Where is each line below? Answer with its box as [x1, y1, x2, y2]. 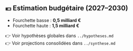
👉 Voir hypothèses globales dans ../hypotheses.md [5, 32, 114, 38]
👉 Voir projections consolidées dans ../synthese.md [5, 40, 116, 46]
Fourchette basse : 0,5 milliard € [12, 17, 81, 23]
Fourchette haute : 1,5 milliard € [12, 22, 79, 28]
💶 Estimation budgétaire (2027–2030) [5, 4, 128, 12]
